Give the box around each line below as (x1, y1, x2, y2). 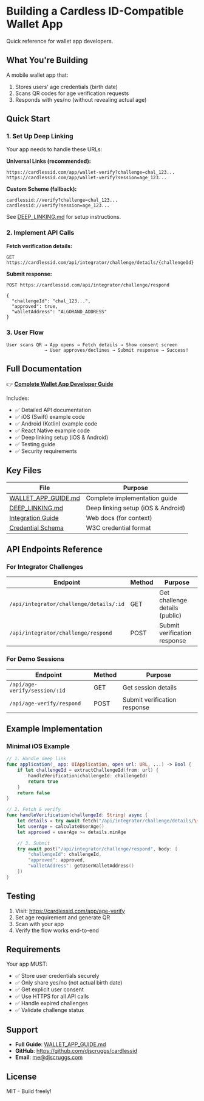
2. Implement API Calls (6, 229, 75, 237)
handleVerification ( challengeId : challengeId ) (28, 772, 148, 779)
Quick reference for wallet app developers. (6, 37, 114, 45)
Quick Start (6, 114, 50, 124)
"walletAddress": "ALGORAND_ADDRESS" (12, 308, 107, 315)
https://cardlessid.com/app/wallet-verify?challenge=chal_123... (6, 169, 175, 176)
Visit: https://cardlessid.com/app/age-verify (15, 907, 126, 914)
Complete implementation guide (86, 494, 177, 502)
